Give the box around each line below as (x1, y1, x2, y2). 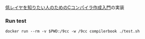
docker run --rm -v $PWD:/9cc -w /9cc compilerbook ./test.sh (5, 29, 140, 34)
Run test (5, 17, 26, 24)
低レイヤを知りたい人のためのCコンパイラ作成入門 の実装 (5, 5, 125, 10)
